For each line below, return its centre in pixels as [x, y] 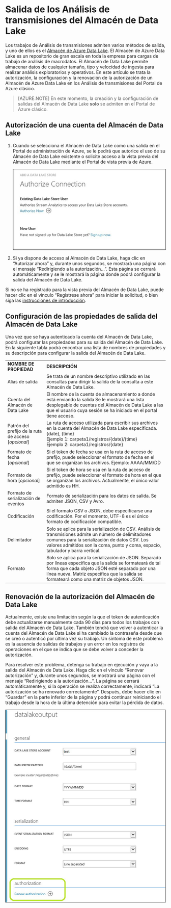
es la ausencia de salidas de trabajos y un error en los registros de [75, 644]
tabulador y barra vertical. [74, 550]
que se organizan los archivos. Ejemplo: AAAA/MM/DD [104, 462]
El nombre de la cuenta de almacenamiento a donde [101, 394]
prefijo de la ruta [25, 431]
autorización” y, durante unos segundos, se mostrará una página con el [80, 676]
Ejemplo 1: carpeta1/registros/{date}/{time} [92, 439]
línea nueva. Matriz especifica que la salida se [94, 574]
